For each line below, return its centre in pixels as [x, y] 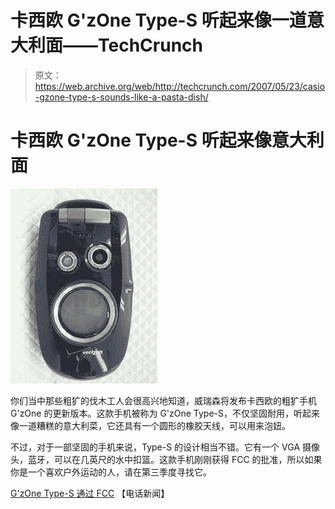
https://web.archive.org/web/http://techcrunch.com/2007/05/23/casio [180, 86]
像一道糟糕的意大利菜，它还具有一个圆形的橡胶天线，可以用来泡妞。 [150, 425]
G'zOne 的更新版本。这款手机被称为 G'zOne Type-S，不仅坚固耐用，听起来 [165, 413]
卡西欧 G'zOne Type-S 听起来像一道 [158, 20]
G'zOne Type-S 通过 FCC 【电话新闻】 [90, 493]
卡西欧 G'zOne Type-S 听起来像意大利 [167, 140]
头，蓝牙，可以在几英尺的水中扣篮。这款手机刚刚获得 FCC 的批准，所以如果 [166, 459]
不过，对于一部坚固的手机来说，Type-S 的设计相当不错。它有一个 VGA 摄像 [165, 447]
